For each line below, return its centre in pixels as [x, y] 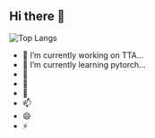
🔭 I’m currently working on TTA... [83, 55]
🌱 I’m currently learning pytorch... [84, 64]
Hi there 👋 [37, 16]
